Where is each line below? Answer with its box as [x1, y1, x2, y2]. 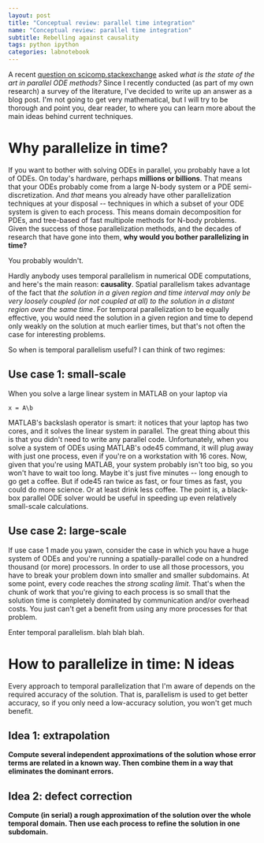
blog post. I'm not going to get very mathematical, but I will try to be [8, 95, 229, 104]
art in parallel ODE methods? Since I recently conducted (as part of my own [8, 78, 254, 87]
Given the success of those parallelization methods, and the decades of [8, 224, 242, 233]
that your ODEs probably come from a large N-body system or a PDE [8, 182, 232, 191]
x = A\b [8, 403, 34, 412]
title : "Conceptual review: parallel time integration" [8, 19, 195, 27]
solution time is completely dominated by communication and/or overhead [8, 596, 250, 605]
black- [227, 485, 248, 494]
